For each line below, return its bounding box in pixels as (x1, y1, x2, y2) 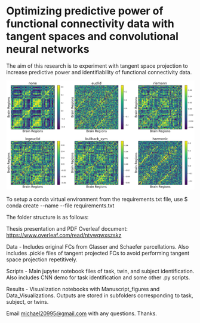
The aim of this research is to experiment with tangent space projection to (6, 62, 188, 70)
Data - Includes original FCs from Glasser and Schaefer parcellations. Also (6, 243, 189, 250)
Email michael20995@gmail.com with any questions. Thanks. (6, 310, 157, 317)
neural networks (6, 43, 90, 56)
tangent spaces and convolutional (6, 30, 179, 43)
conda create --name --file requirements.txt (6, 202, 115, 209)
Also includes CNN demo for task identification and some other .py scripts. (6, 274, 190, 281)
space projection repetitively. (6, 256, 78, 263)
